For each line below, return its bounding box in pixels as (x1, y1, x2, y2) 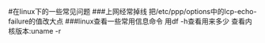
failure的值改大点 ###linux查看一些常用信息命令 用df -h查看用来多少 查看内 (8, 16, 252, 26)
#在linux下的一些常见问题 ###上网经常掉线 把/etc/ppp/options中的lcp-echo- (8, 7, 257, 16)
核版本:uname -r (8, 27, 62, 35)
